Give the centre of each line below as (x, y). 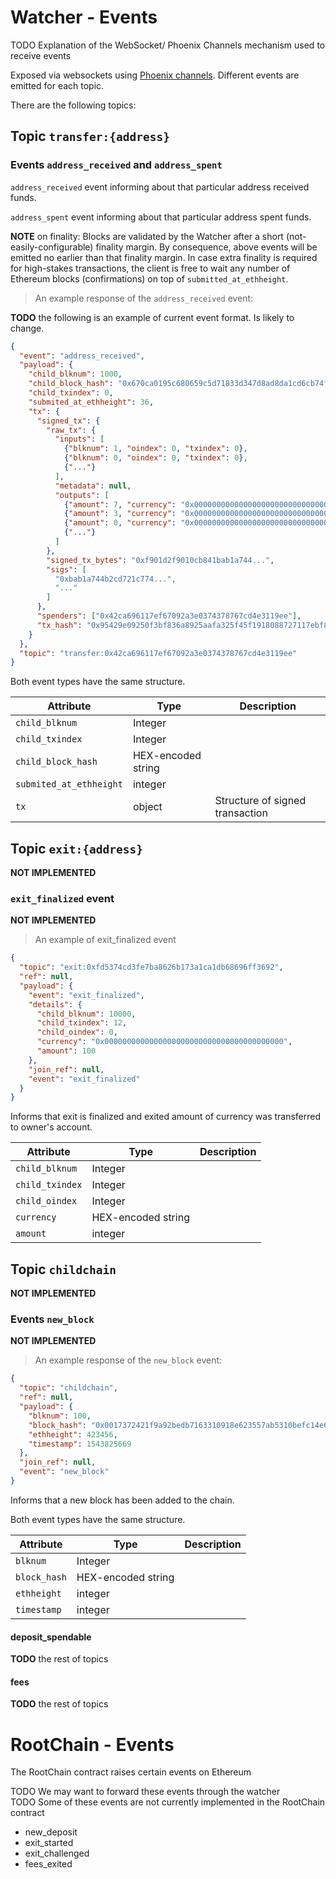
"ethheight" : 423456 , (73, 1434)
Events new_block (52, 1319)
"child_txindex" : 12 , (82, 1023)
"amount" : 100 (66, 1051)
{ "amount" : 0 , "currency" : (120, 523)
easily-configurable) (52, 247)
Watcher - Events (84, 17)
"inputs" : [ (79, 439)
